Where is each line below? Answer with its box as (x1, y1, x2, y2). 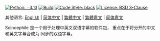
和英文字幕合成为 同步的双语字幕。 (5, 31, 75, 36)
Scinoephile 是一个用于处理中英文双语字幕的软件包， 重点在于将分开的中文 (5, 25, 156, 30)
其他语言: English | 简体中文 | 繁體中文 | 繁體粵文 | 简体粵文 (5, 14, 123, 20)
